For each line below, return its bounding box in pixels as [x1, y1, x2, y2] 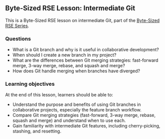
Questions [5, 35, 31, 42]
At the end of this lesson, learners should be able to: [5, 92, 113, 98]
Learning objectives [5, 80, 55, 87]
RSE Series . [5, 23, 29, 29]
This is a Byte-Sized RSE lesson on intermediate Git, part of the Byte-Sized [5, 17, 160, 23]
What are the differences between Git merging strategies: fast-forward [12, 57, 159, 63]
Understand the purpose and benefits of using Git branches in [12, 101, 141, 107]
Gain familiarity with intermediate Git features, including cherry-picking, [12, 123, 160, 129]
